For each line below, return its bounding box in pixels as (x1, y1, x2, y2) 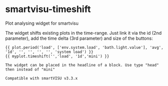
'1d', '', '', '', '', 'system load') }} (5, 49, 94, 54)
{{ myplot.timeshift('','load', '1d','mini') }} (5, 54, 109, 59)
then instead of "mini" (5, 67, 55, 72)
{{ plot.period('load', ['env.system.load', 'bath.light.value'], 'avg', (5, 45, 164, 50)
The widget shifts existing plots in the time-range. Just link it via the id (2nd (5, 30, 162, 36)
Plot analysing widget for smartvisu (5, 20, 79, 26)
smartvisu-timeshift (5, 4, 91, 15)
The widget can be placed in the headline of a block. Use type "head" (5, 62, 159, 67)
